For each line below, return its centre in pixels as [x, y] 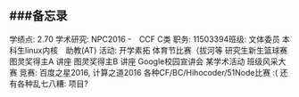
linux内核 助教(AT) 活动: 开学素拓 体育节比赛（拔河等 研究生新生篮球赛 [156, 50]
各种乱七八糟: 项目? [53, 84]
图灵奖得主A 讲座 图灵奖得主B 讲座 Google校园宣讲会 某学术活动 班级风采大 [148, 61]
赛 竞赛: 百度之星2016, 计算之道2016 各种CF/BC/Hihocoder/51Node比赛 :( [144, 72]
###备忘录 [38, 16]
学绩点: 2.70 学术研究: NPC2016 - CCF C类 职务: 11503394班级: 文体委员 [145, 39]
